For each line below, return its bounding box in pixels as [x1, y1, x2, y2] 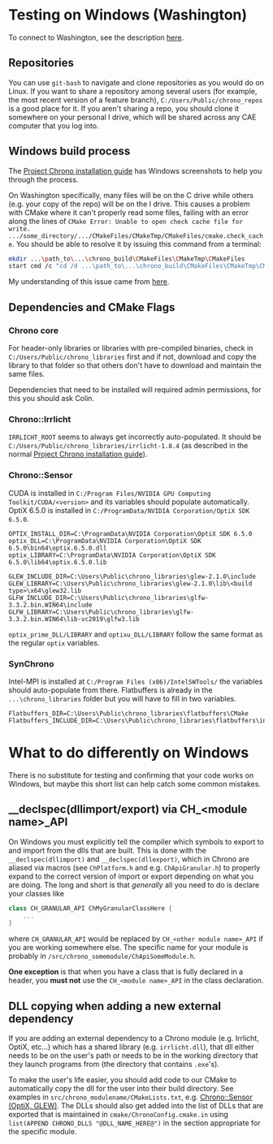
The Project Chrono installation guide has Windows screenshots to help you [8, 166, 262, 175]
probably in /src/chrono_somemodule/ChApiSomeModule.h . [8, 952, 197, 961]
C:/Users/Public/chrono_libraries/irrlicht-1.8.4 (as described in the [8, 441, 249, 451]
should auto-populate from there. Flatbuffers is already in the [8, 684, 213, 695]
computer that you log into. [8, 120, 99, 131]
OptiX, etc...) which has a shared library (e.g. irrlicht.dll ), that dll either [8, 1042, 254, 1052]
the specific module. [8, 1127, 77, 1137]
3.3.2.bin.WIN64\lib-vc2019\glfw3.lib [8, 615, 140, 623]
